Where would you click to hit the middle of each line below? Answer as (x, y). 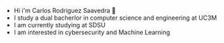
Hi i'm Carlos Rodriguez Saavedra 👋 (65, 11)
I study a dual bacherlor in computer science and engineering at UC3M (115, 18)
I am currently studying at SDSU (60, 25)
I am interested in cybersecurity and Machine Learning (92, 32)
